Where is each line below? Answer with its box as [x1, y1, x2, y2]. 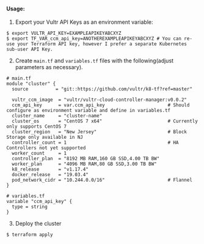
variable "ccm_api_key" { [6, 199, 72, 205]
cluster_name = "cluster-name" [12, 113, 103, 119]
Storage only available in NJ [6, 135, 84, 141]
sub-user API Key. [6, 46, 53, 53]
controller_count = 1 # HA [12, 139, 179, 146]
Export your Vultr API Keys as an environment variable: [15, 18, 154, 26]
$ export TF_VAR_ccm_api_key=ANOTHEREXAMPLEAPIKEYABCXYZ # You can [6, 35, 182, 42]
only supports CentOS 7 [6, 124, 67, 130]
